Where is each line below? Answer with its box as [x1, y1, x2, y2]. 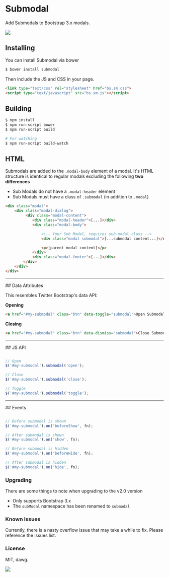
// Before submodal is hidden [5, 446, 69, 451]
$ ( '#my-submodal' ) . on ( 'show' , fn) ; [5, 437, 80, 442]
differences [5, 179, 30, 185]
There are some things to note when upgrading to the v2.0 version [5, 488, 143, 494]
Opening [5, 302, 24, 308]
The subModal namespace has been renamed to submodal [12, 503, 130, 509]
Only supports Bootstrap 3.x [12, 498, 71, 504]
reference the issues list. [5, 532, 56, 539]
